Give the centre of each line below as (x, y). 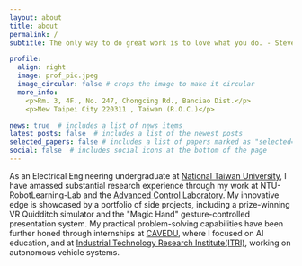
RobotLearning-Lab (45, 195)
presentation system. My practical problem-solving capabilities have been (147, 223)
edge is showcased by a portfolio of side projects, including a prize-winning (150, 204)
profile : (26, 59)
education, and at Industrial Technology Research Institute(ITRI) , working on (150, 243)
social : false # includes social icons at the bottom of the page (138, 151)
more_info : (38, 92)
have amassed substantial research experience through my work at (134, 185)
